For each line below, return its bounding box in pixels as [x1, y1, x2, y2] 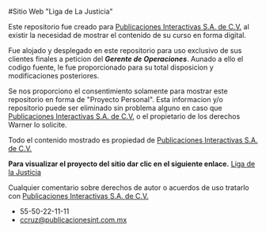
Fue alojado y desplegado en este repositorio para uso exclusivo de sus [8, 46, 242, 55]
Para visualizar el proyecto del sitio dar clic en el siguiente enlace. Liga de [8, 159, 256, 169]
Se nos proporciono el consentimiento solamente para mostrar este [8, 86, 228, 96]
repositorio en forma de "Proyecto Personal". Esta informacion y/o [8, 95, 223, 104]
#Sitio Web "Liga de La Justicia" [8, 7, 113, 16]
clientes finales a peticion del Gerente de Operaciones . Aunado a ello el [8, 55, 244, 63]
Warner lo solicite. [8, 120, 67, 129]
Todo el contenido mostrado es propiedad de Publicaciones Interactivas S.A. [8, 135, 259, 145]
